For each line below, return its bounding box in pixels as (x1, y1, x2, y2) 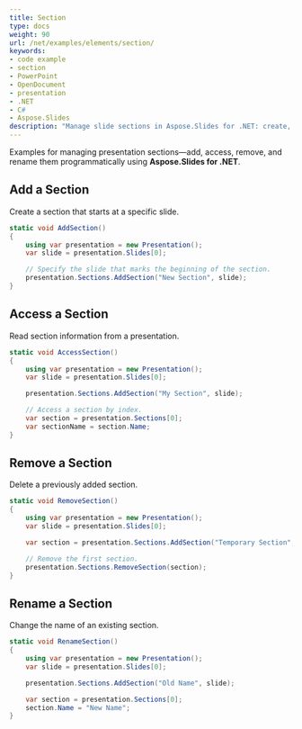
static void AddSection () (9, 223, 106, 232)
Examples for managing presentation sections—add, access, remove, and (9, 147, 283, 157)
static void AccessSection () (9, 347, 119, 356)
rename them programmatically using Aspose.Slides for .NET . (9, 157, 241, 166)
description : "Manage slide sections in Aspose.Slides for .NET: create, (9, 122, 292, 131)
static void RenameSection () (9, 637, 119, 646)
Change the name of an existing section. (9, 620, 159, 631)
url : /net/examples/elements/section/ (9, 38, 155, 48)
